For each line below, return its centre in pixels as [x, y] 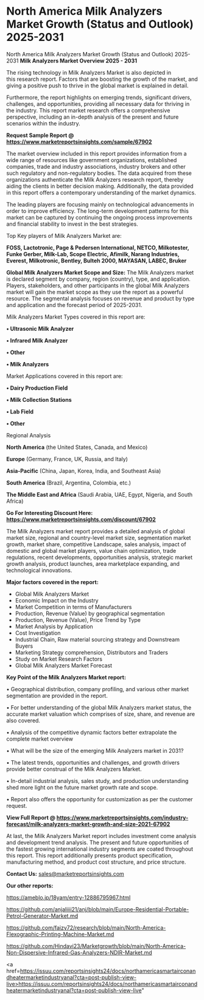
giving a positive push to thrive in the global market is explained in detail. [97, 85]
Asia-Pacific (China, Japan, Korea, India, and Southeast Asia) [84, 471]
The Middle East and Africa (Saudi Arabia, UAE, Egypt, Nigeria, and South [100, 494]
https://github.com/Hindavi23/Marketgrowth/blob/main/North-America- [96, 946]
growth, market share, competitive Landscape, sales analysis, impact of [97, 544]
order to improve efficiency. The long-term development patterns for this [97, 211]
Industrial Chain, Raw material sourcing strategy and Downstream [97, 639]
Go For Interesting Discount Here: [50, 513]
